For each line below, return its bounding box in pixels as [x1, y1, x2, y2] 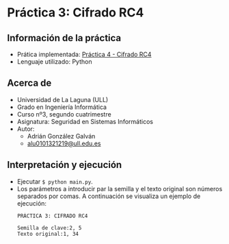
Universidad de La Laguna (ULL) [16, 95, 109, 103]
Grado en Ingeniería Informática [16, 103, 107, 111]
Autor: [16, 125, 35, 133]
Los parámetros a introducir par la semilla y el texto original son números [16, 184, 223, 193]
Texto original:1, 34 [16, 230, 79, 237]
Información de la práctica [7, 32, 122, 44]
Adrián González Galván [27, 132, 96, 140]
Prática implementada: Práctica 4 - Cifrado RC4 [16, 50, 152, 58]
